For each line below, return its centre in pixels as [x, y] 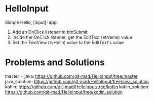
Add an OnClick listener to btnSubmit [50, 32]
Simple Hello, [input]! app [31, 22]
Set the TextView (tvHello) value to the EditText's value [68, 42]
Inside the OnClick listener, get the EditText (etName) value [72, 37]
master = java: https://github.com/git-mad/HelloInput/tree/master [72, 76]
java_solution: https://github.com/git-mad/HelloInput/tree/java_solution [77, 81]
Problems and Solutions [55, 63]
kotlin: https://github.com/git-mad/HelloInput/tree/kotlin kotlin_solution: [77, 87]
